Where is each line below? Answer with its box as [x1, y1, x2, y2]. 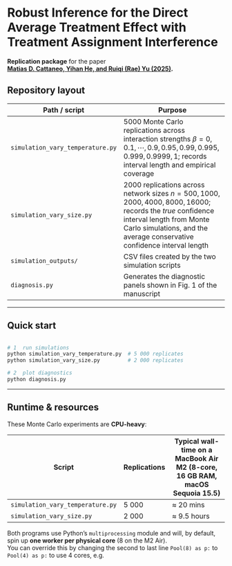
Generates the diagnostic [123, 271, 206, 281]
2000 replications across [123, 180, 205, 190]
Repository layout [7, 84, 85, 96]
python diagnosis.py [7, 376, 67, 383]
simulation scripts [123, 260, 181, 270]
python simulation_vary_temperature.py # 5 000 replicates [7, 351, 184, 358]
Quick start [7, 320, 57, 331]
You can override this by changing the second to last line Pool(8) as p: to [7, 543, 218, 551]
